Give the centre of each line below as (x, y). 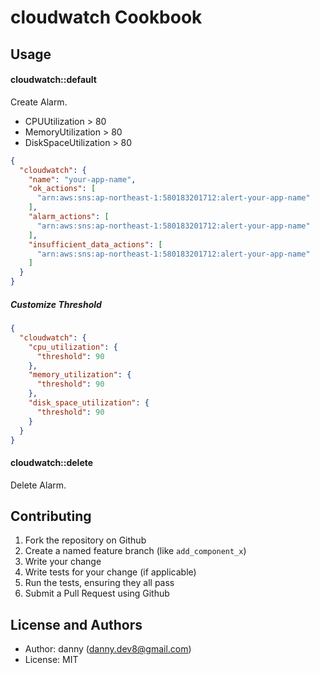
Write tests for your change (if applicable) (110, 572)
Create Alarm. (39, 102)
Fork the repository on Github (85, 540)
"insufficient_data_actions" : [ (95, 244)
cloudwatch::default (53, 80)
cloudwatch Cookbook (106, 17)
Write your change (63, 562)
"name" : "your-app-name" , (82, 179)
